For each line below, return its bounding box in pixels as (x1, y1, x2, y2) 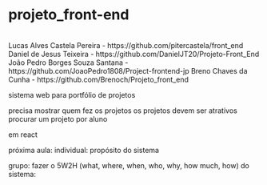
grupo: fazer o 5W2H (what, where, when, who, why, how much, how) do (8, 160, 249, 170)
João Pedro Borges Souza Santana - (8, 58, 129, 67)
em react (8, 130, 38, 139)
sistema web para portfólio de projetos (8, 90, 136, 99)
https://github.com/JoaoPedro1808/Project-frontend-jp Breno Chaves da (8, 66, 248, 75)
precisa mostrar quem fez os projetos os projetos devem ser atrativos (8, 106, 237, 115)
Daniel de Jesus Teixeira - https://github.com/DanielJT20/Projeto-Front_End (8, 49, 260, 58)
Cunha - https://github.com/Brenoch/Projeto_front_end (8, 74, 189, 84)
